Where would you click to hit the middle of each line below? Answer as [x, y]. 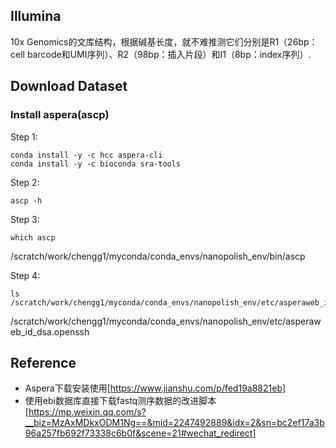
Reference [43, 362]
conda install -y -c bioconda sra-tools [96, 164]
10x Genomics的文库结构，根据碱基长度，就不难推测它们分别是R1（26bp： [164, 41]
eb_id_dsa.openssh [50, 331]
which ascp [33, 237]
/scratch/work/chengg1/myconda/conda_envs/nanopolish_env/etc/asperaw [166, 321]
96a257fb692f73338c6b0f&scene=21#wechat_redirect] [140, 433]
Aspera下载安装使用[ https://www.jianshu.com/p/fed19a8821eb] [155, 388]
